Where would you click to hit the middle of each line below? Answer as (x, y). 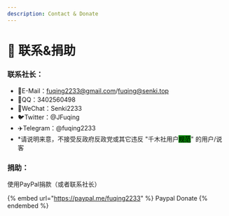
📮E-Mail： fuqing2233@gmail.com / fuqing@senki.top (93, 91)
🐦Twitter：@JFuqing (48, 117)
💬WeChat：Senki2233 (50, 109)
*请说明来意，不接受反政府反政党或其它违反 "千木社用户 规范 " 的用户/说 (120, 139)
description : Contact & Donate (53, 14)
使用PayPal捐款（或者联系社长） (54, 184)
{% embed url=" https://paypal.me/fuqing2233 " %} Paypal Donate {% (107, 198)
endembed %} (28, 206)
